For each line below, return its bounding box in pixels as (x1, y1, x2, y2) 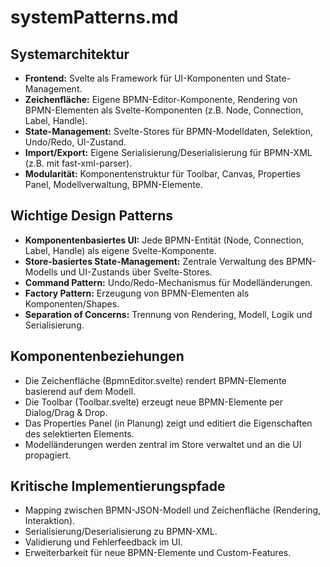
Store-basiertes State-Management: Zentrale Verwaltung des (24, 255, 285, 267)
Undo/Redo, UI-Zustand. (24, 136, 127, 148)
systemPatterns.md (10, 6, 179, 29)
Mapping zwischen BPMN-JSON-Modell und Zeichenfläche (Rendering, (24, 504, 322, 516)
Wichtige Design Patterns (10, 207, 174, 225)
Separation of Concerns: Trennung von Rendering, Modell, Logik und (24, 308, 313, 320)
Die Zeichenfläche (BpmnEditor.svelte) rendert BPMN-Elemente (24, 374, 287, 386)
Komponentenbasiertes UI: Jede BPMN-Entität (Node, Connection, (24, 234, 305, 246)
